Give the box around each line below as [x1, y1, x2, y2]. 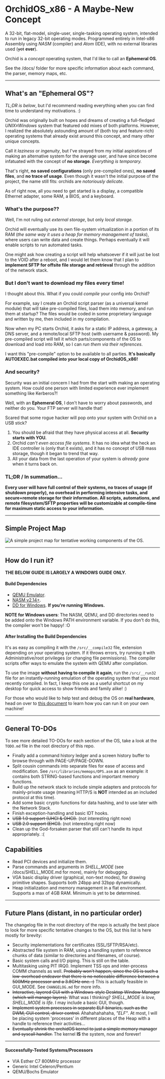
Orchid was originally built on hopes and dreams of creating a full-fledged [5, 117, 155, 123]
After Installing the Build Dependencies [5, 633, 87, 640]
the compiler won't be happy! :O [5, 622, 70, 628]
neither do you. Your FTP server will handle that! [5, 405, 103, 411]
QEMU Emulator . [12, 591, 46, 598]
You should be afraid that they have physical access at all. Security [12, 429, 149, 435]
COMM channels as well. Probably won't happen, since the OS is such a [12, 968, 159, 974]
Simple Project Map [5, 524, 66, 533]
